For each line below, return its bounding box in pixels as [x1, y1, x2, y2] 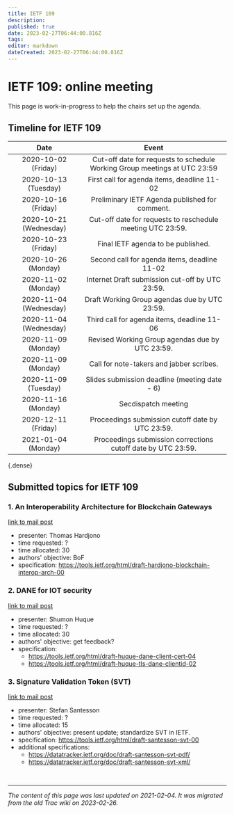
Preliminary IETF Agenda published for [90, 194, 217, 204]
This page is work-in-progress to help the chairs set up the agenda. [8, 102, 201, 110]
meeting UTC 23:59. [120, 223, 187, 233]
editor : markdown [8, 42, 58, 49]
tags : [8, 36, 24, 43]
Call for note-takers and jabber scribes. [89, 359, 219, 369]
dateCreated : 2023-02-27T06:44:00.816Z [8, 49, 124, 56]
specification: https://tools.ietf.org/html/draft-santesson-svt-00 [17, 735, 199, 744]
